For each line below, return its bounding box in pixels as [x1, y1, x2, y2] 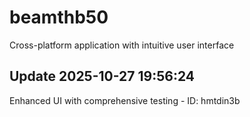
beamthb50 [9, 6, 109, 29]
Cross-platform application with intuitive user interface [9, 39, 235, 51]
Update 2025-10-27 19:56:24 [9, 68, 196, 85]
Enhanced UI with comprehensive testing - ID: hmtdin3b [9, 94, 241, 106]
